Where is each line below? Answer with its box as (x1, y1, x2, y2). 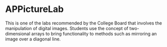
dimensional (5, 30, 31, 36)
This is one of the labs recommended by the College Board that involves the (5, 20, 162, 26)
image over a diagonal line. (5, 36, 61, 42)
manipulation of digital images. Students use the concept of (5, 25, 129, 31)
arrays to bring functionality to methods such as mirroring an (31, 30, 157, 36)
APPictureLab (5, 3, 64, 15)
